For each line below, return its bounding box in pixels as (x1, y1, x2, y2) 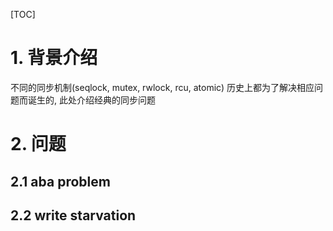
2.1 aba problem (10, 173, 111, 190)
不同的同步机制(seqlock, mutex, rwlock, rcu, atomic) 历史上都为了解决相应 (10, 81, 315, 93)
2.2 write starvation (10, 207, 137, 224)
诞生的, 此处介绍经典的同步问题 (27, 94, 156, 106)
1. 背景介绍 (10, 47, 98, 69)
